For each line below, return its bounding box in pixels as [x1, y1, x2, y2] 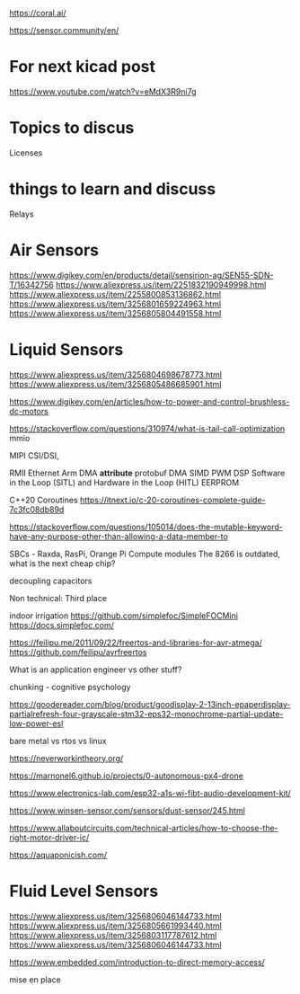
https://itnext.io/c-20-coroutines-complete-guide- [79, 494, 266, 505]
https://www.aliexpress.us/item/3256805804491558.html [9, 307, 222, 318]
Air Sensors [9, 240, 99, 260]
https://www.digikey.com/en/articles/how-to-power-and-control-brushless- [9, 395, 290, 407]
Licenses [9, 147, 43, 158]
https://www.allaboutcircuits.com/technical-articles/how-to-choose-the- [9, 822, 278, 833]
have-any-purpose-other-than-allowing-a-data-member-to [9, 530, 229, 542]
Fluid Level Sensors [9, 881, 159, 901]
